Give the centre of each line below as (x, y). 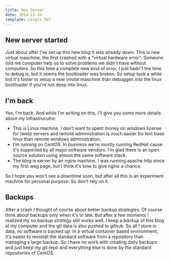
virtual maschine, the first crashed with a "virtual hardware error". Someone (84, 58)
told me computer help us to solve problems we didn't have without (76, 63)
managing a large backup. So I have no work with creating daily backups (81, 242)
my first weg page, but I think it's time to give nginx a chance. (77, 166)
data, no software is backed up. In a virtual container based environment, (82, 231)
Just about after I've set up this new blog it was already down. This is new (82, 52)
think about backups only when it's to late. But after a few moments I (77, 215)
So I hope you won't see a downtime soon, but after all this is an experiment (84, 176)
